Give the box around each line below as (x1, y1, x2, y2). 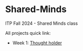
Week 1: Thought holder (12, 39, 62, 46)
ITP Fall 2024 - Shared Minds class (5, 20, 78, 26)
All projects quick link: (5, 30, 51, 36)
